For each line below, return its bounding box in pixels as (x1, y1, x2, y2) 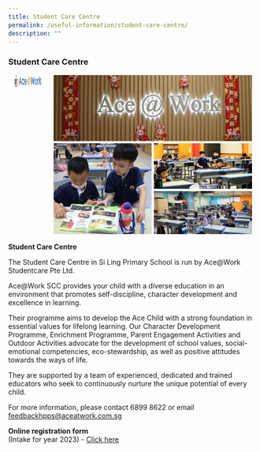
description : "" (8, 29, 61, 37)
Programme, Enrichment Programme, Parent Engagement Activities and (8, 330, 241, 340)
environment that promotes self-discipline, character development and (8, 289, 238, 299)
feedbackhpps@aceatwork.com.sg (8, 411, 122, 420)
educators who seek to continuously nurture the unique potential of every (8, 379, 247, 389)
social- (225, 338, 248, 348)
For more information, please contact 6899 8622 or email (8, 403, 195, 412)
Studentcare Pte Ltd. (8, 266, 75, 276)
